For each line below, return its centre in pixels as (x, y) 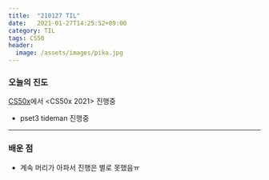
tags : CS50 (26, 38)
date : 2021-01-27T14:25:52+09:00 (68, 23)
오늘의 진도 (28, 82)
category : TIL (32, 30)
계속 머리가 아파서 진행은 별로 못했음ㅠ (80, 167)
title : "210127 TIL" (44, 16)
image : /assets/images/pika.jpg (70, 53)
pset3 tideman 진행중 (54, 118)
